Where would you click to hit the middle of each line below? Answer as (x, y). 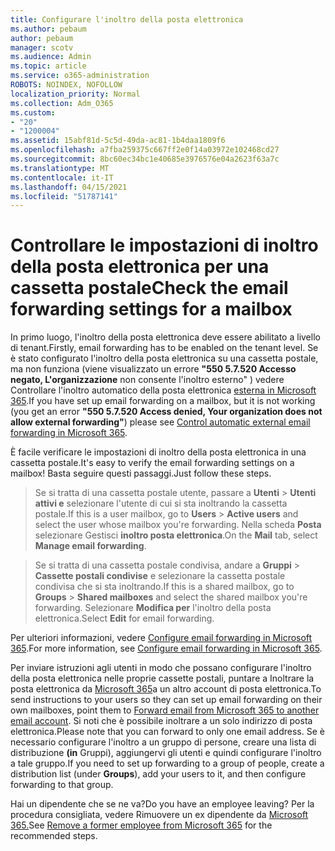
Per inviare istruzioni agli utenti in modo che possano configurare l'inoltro (161, 668)
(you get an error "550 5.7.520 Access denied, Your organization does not (166, 412)
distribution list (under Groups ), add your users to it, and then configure (158, 774)
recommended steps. (54, 836)
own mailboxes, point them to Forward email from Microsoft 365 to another (165, 710)
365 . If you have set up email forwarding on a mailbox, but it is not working (163, 401)
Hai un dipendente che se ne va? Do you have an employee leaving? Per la (162, 804)
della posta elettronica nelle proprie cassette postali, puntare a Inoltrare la (162, 678)
